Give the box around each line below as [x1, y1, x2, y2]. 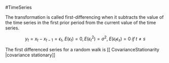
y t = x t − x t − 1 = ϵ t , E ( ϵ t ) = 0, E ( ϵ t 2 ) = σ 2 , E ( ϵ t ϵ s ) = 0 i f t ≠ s [25, 35, 146, 43]
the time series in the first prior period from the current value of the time [5, 20, 156, 25]
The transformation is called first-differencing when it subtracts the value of [5, 14, 164, 20]
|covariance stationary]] [5, 52, 56, 58]
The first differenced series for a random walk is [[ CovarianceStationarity [5, 47, 160, 53]
